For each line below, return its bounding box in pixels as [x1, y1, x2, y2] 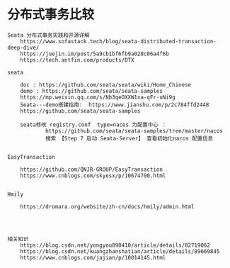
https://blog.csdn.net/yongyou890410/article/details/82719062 [20, 242, 211, 249]
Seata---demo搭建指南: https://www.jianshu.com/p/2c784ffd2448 [20, 101, 209, 108]
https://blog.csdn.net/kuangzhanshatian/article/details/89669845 [20, 247, 220, 255]
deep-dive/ [7, 44, 40, 51]
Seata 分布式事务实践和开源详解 [7, 31, 90, 39]
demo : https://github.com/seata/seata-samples [20, 87, 163, 94]
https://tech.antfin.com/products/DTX [20, 56, 134, 64]
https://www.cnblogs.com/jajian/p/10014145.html [20, 254, 166, 261]
